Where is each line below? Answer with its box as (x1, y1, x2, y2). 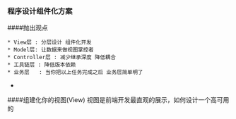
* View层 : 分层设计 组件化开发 (7, 39, 92, 46)
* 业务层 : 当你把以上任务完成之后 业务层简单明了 (7, 69, 143, 76)
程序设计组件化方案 (7, 6, 73, 15)
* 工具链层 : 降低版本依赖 (7, 61, 76, 68)
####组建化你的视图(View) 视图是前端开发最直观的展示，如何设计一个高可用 (7, 96, 230, 104)
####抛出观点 (7, 23, 48, 32)
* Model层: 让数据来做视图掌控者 (7, 46, 94, 54)
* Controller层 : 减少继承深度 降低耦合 (7, 54, 117, 61)
